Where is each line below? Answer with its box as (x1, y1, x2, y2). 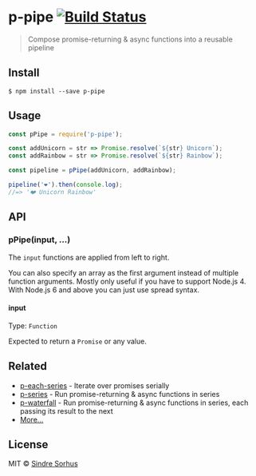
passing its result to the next (19, 406, 113, 415)
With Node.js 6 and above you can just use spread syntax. (8, 284, 200, 295)
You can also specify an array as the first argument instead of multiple (8, 268, 239, 277)
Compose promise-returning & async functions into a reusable (27, 34, 233, 44)
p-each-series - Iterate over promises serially (19, 380, 170, 391)
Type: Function (8, 320, 58, 331)
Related (8, 359, 48, 373)
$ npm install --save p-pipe (8, 87, 105, 95)
